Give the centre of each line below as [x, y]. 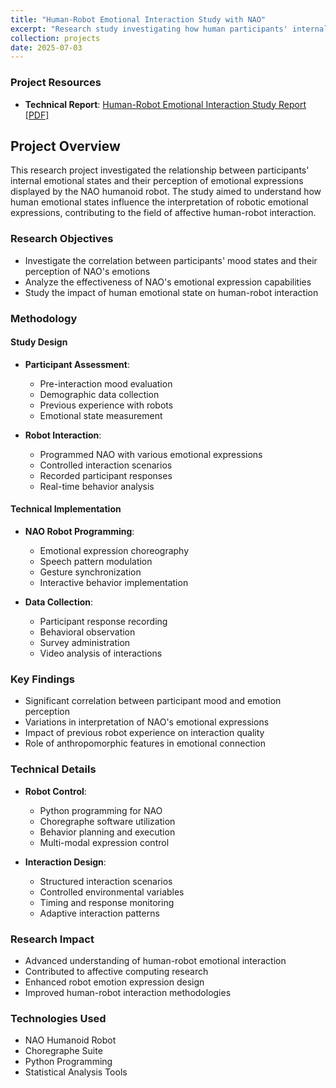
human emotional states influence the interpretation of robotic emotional [159, 202]
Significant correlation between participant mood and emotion [153, 701]
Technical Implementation [66, 509]
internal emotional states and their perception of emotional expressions [157, 181]
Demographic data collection [99, 394]
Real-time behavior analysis [97, 486]
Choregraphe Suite [63, 1051]
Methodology [44, 318]
